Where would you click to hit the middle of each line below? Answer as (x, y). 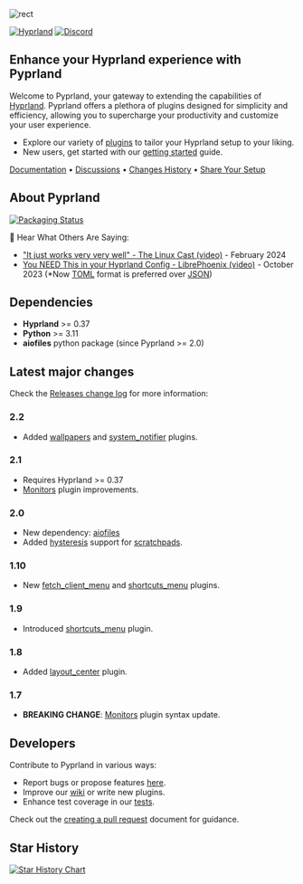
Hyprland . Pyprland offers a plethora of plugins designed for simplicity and (149, 105)
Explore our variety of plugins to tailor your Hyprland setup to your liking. (158, 142)
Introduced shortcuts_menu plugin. (88, 628)
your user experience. (51, 124)
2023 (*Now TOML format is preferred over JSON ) (117, 274)
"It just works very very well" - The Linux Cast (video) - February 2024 (154, 254)
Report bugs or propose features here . (94, 783)
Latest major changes (72, 371)
